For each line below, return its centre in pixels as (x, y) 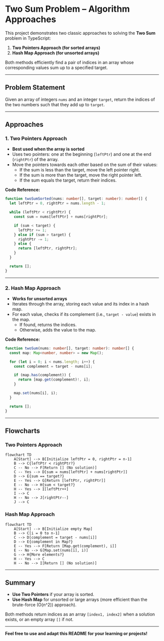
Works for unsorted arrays (40, 298)
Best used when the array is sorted (48, 149)
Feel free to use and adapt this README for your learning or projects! (76, 634)
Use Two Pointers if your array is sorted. (53, 594)
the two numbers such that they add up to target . (55, 104)
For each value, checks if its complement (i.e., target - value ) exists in (84, 314)
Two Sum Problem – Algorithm (68, 9)
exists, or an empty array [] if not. (39, 619)
